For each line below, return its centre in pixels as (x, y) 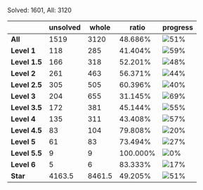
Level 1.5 (26, 62)
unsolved (65, 27)
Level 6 (24, 164)
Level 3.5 (26, 108)
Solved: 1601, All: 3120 (40, 10)
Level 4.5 (26, 130)
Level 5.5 (26, 153)
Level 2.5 (26, 85)
